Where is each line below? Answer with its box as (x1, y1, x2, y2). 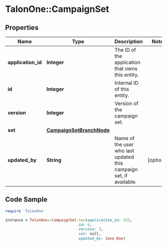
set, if (114, 172, 128, 179)
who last (114, 147, 134, 154)
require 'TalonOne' (5, 208, 46, 214)
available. (114, 178, 137, 185)
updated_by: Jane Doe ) (79, 236, 126, 241)
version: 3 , (79, 227, 103, 232)
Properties (5, 23, 39, 32)
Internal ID (114, 80, 139, 86)
